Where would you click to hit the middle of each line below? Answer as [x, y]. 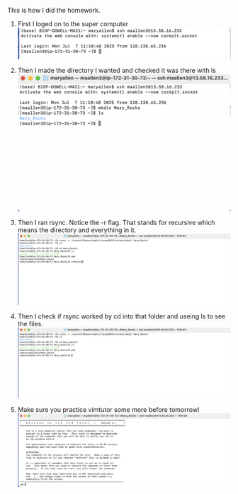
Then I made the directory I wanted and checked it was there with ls [117, 70]
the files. [30, 323]
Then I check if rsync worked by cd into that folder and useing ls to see [121, 316]
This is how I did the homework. [54, 10]
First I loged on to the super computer [73, 24]
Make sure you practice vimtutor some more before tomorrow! [108, 409]
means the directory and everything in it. [77, 230]
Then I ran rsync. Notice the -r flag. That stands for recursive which [116, 223]
